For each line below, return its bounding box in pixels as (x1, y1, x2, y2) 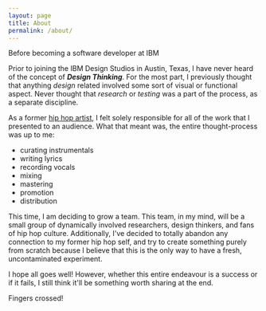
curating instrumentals (19, 145, 94, 155)
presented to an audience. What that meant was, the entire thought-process (8, 121, 258, 132)
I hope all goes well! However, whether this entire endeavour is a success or (8, 270, 258, 279)
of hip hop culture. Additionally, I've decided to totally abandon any (8, 229, 229, 238)
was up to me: (8, 130, 55, 140)
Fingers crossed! (8, 293, 64, 303)
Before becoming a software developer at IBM (8, 49, 159, 58)
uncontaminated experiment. (8, 254, 103, 264)
